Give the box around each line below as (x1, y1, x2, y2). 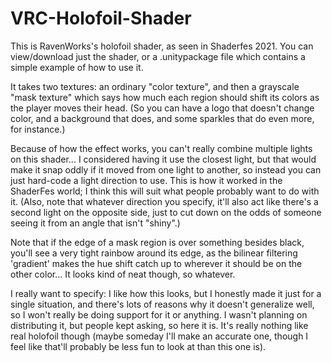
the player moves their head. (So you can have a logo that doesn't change (10, 102, 315, 114)
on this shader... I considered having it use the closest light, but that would (10, 153, 317, 165)
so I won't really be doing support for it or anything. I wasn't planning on (10, 308, 308, 321)
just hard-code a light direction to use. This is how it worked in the (10, 174, 283, 186)
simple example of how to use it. (10, 61, 144, 73)
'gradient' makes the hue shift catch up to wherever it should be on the (10, 257, 303, 269)
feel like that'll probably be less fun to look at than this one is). (10, 340, 267, 352)
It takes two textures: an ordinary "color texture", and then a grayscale (10, 80, 300, 92)
